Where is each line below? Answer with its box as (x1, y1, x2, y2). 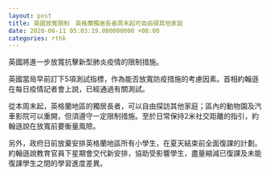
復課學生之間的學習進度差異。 (8, 158, 107, 169)
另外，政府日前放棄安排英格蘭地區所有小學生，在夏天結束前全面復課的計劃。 (8, 138, 262, 149)
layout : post (8, 11, 52, 20)
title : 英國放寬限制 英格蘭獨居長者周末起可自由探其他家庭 (8, 19, 183, 27)
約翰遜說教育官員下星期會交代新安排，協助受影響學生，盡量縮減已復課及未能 (8, 149, 262, 158)
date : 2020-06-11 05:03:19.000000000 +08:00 (8, 26, 160, 35)
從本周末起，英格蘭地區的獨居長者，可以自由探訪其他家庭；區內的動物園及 (8, 101, 255, 111)
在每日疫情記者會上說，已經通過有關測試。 (8, 84, 149, 94)
